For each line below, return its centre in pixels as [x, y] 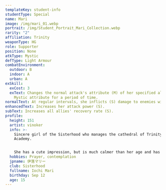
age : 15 [18, 180]
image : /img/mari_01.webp [32, 24]
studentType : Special [27, 14]
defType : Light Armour [28, 61]
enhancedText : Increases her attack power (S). [55, 107]
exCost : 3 [20, 88]
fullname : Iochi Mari [32, 171]
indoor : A [20, 74]
